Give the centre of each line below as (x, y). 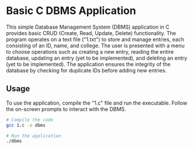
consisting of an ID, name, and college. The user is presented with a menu (95, 46)
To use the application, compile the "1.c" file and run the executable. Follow (97, 103)
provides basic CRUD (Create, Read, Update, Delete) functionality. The (91, 33)
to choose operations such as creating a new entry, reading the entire (90, 51)
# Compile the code (30, 120)
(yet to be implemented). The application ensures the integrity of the (88, 64)
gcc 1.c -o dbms (26, 125)
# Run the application (34, 136)
